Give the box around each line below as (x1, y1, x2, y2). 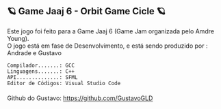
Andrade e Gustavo (7, 48, 62, 57)
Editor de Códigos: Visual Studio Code (7, 80, 121, 87)
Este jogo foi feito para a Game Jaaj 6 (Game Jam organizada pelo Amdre (7, 27, 214, 35)
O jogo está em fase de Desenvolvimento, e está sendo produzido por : (7, 42, 208, 50)
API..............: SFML (7, 74, 78, 80)
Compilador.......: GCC (7, 62, 75, 69)
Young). (7, 34, 29, 42)
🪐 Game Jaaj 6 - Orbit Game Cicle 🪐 (7, 5, 166, 17)
